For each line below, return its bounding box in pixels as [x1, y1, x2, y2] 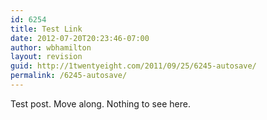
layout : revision [10, 52, 83, 62]
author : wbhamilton [10, 42, 92, 53]
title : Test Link [10, 24, 83, 34]
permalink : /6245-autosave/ [10, 71, 128, 81]
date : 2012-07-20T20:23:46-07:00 [10, 33, 150, 43]
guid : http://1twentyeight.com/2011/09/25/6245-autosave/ [10, 61, 257, 71]
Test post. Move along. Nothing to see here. [10, 97, 191, 110]
